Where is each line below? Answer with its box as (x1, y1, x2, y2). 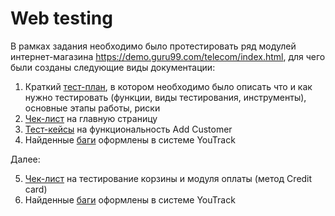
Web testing (10, 7, 113, 30)
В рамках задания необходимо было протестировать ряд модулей (10, 40, 297, 52)
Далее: (10, 153, 41, 165)
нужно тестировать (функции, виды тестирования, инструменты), (24, 91, 307, 103)
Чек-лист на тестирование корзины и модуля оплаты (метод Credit (24, 172, 313, 184)
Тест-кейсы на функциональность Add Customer (24, 123, 233, 135)
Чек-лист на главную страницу (24, 112, 158, 124)
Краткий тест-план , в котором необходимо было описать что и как (24, 80, 313, 92)
